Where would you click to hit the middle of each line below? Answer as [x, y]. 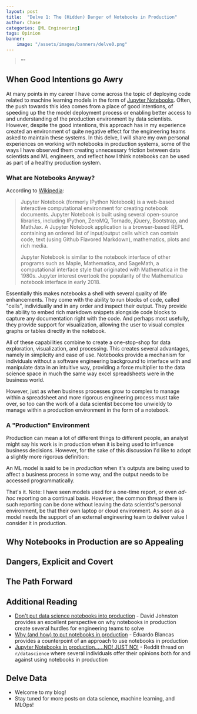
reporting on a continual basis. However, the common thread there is [100, 498]
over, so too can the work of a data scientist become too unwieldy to [89, 403]
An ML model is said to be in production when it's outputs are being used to [98, 468]
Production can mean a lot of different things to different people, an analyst [97, 438]
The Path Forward [39, 582]
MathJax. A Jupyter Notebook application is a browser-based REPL [102, 226]
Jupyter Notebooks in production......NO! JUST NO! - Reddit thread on [99, 647]
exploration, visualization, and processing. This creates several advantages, [98, 348]
